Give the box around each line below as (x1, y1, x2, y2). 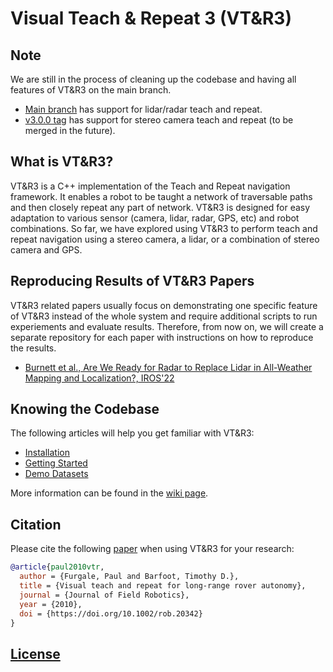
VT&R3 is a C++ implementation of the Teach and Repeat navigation (10, 180, 291, 192)
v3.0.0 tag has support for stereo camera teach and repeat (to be (24, 114, 294, 126)
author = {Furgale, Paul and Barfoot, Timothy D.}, (19, 572, 240, 582)
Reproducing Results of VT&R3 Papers (10, 273, 255, 290)
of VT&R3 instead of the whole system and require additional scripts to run (10, 310, 318, 322)
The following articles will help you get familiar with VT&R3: (10, 427, 255, 439)
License (10, 645, 61, 662)
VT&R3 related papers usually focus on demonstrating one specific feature (10, 299, 318, 311)
